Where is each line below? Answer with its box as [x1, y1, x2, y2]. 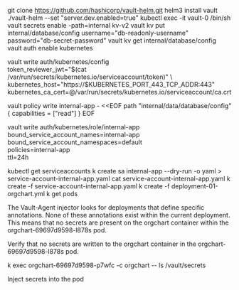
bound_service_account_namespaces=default [7, 138, 142, 146]
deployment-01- [171, 182, 218, 190]
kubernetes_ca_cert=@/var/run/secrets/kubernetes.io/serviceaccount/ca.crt [7, 88, 232, 96]
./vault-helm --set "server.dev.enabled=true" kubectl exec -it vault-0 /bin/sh [7, 14, 231, 22]
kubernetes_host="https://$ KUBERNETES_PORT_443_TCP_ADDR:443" [7, 80, 216, 88]
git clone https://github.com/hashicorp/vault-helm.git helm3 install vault [7, 6, 218, 14]
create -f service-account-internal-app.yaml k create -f [7, 182, 170, 190]
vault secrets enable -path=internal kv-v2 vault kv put [7, 21, 166, 29]
